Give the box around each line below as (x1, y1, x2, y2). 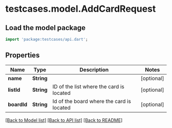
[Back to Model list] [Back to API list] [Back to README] (5, 117, 123, 123)
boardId (8, 100, 28, 108)
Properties (5, 51, 40, 60)
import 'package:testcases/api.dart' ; (5, 37, 88, 42)
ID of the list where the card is (52, 83, 124, 90)
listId (8, 86, 20, 93)
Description (79, 66, 109, 73)
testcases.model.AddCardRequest (5, 3, 156, 15)
